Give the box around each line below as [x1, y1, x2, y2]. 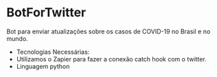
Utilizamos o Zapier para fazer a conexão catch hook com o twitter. [16, 55, 207, 63]
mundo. [6, 34, 28, 42]
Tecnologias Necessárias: [16, 48, 90, 56]
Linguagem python [16, 62, 70, 70]
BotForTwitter [6, 5, 87, 20]
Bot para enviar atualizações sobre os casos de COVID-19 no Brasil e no [6, 27, 211, 35]
